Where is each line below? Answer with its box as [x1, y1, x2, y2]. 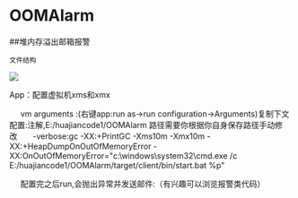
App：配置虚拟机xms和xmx [9, 89, 110, 99]
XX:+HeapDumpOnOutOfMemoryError [9, 141, 152, 151]
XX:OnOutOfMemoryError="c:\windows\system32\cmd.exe [9, 150, 228, 161]
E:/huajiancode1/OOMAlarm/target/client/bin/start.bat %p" [9, 159, 225, 170]
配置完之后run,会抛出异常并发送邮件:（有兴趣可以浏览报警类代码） [20, 178, 266, 189]
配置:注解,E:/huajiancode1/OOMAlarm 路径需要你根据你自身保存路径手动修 [9, 119, 283, 130]
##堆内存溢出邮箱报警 [9, 36, 91, 47]
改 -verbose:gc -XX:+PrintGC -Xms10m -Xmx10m [9, 131, 205, 142]
